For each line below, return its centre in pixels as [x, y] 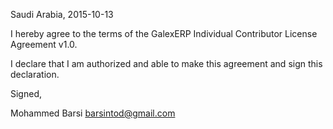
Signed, [26, 93]
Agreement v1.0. [44, 44]
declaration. [35, 74]
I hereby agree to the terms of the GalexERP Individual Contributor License [164, 33]
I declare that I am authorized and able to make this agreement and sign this [166, 63]
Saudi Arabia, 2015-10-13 [62, 14]
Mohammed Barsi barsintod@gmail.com [93, 113]
